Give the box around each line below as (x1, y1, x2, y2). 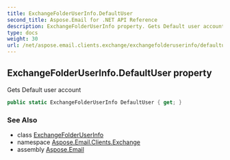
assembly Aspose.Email (16, 145, 84, 153)
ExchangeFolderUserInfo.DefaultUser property (7, 67, 212, 79)
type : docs (7, 29, 38, 36)
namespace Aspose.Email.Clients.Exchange (16, 138, 140, 146)
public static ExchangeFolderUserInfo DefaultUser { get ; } (7, 99, 183, 106)
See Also (7, 115, 38, 124)
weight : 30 (7, 36, 38, 43)
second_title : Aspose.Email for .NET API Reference (7, 16, 157, 23)
